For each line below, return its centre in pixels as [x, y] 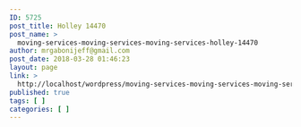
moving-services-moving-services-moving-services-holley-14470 [138, 42]
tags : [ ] [28, 101]
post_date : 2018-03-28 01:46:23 [69, 59]
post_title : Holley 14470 [57, 26]
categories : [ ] [39, 109]
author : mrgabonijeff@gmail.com [69, 51]
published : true [39, 92]
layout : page [34, 68]
